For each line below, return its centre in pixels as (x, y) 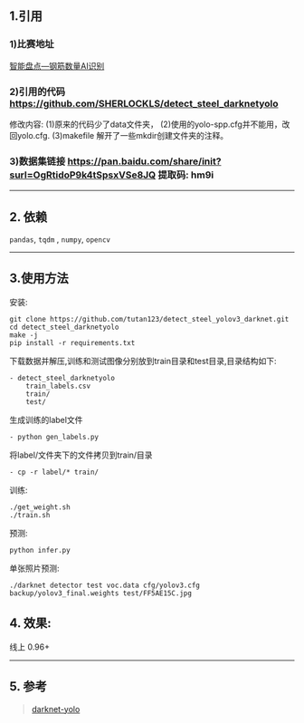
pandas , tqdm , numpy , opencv (60, 239)
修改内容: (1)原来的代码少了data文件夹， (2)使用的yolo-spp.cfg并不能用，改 (150, 124)
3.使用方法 (39, 279)
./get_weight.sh (40, 507)
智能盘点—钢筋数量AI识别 (57, 65)
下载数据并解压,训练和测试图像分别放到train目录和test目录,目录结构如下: (143, 361)
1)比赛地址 (32, 44)
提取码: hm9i (186, 175)
